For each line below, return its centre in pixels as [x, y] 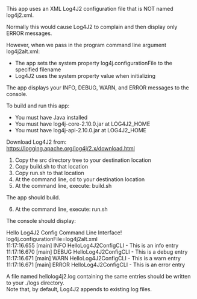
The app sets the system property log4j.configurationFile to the [94, 63]
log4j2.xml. [20, 15]
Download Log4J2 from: [36, 142]
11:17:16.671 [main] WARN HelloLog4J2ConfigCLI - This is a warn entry [93, 258]
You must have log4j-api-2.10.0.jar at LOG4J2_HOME [80, 130]
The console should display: [41, 221]
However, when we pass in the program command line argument [86, 45]
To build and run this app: [38, 106]
